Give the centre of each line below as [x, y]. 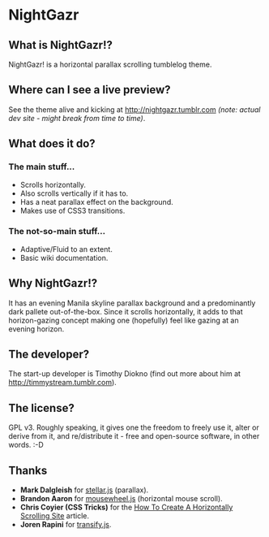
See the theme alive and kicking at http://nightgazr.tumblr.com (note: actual [134, 109]
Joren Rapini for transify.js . [66, 525]
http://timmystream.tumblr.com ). [63, 383]
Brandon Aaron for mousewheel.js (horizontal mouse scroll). [121, 499]
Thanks [28, 470]
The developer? [49, 354]
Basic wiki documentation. [64, 258]
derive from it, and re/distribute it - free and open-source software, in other [134, 436]
